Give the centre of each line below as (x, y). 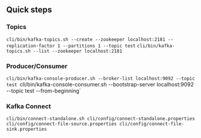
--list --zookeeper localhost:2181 (77, 51)
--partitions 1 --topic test (99, 46)
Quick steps (29, 10)
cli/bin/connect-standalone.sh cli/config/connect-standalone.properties (101, 119)
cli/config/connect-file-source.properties (62, 124)
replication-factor (31, 46)
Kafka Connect (29, 106)
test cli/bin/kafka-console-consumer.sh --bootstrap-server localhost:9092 (100, 84)
